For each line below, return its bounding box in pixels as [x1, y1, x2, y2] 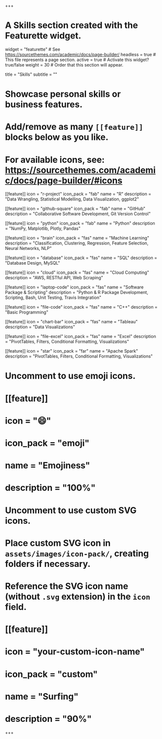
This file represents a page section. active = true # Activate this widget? [5, 57, 149, 63]
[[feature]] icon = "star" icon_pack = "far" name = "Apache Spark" [5, 348, 138, 354]
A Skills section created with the [5, 20, 138, 31]
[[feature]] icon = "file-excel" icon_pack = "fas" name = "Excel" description [5, 334, 157, 339]
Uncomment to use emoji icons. [5, 370, 136, 381]
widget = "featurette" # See [5, 46, 60, 52]
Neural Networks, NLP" [5, 246, 52, 251]
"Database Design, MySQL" [5, 260, 60, 266]
